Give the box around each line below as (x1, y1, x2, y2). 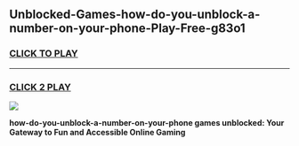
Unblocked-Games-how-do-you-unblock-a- (9, 7, 261, 22)
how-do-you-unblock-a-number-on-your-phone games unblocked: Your (9, 117, 285, 127)
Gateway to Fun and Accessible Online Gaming (9, 127, 186, 137)
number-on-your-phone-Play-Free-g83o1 (9, 21, 246, 36)
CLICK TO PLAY (9, 48, 78, 60)
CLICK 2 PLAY (9, 81, 71, 93)
